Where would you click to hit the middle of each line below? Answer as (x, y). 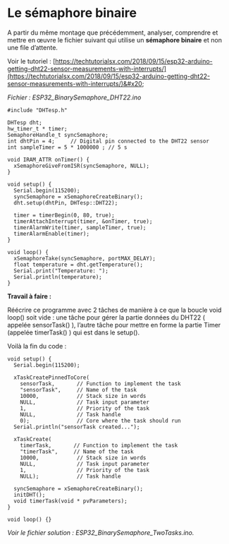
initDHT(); (30, 495)
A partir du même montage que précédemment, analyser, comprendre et (113, 32)
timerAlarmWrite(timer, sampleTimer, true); (80, 227)
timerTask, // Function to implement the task (99, 445)
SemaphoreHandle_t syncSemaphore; (58, 135)
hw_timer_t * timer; (38, 128)
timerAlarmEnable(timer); (52, 234)
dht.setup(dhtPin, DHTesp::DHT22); (66, 203)
